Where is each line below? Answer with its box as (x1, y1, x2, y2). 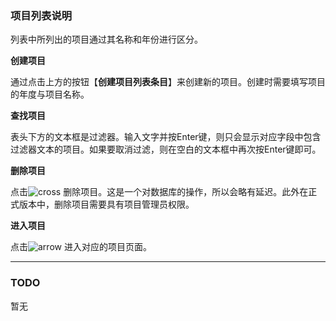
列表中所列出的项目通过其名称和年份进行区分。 (10, 33, 203, 46)
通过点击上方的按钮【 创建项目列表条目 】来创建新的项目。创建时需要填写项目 (10, 76, 326, 88)
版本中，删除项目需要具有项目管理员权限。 (18, 198, 195, 211)
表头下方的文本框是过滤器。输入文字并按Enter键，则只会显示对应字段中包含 (10, 131, 322, 143)
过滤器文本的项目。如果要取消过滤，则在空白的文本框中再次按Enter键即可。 (10, 143, 322, 156)
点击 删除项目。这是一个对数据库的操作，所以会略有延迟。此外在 (10, 186, 309, 198)
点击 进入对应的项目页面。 (10, 241, 152, 253)
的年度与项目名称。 (10, 88, 90, 101)
